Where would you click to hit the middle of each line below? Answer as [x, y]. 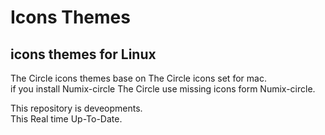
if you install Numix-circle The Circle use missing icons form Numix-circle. [163, 89]
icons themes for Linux [83, 54]
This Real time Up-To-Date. [66, 119]
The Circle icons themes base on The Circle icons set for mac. [138, 78]
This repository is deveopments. [76, 108]
